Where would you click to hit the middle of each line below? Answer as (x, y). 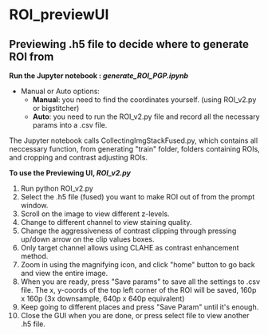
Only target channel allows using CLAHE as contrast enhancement (130, 248)
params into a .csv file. (70, 125)
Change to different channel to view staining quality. (106, 222)
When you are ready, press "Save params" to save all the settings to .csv (140, 282)
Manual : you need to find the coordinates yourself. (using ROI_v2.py (144, 100)
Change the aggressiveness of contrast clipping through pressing (128, 231)
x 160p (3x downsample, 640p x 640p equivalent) (102, 298)
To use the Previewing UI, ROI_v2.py (70, 173)
